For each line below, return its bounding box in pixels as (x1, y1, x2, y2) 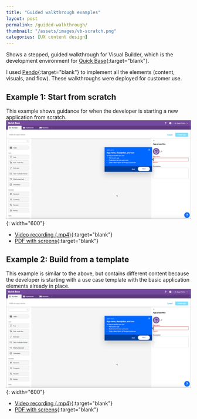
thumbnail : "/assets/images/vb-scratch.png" (6, 28, 117, 34)
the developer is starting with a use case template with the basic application (6, 276, 190, 283)
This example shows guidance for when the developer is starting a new (6, 107, 179, 114)
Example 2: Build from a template (6, 254, 130, 264)
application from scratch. (6, 113, 67, 120)
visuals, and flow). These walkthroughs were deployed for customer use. (6, 75, 182, 82)
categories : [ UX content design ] (6, 34, 88, 40)
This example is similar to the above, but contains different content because (6, 270, 189, 277)
